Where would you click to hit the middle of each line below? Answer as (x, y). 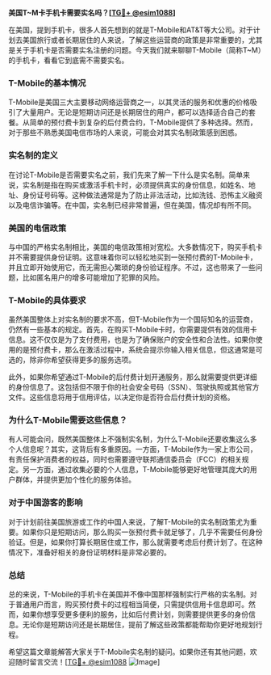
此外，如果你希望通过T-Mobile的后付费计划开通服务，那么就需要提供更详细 (133, 377)
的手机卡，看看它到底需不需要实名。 (69, 60)
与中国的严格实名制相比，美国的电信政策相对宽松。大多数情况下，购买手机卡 (135, 247)
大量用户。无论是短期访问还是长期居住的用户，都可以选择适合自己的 (135, 112)
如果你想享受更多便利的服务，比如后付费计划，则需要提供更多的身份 (135, 614)
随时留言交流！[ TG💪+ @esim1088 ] (88, 662)
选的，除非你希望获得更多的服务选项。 (72, 360)
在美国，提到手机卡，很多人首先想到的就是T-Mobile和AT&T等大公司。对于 (131, 30)
